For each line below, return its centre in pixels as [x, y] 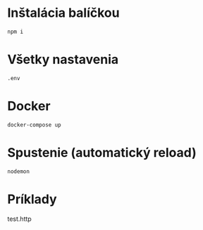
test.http [19, 219]
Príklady [32, 199]
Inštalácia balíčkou [63, 13]
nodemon [19, 171]
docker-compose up [34, 124]
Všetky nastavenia [63, 59]
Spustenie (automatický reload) [102, 153]
